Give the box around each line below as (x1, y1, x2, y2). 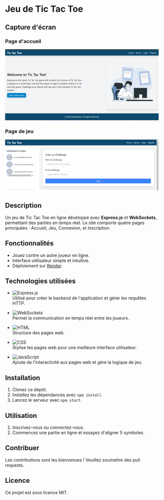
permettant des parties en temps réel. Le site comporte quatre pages (5, 220, 145, 226)
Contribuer (5, 444, 39, 452)
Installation (5, 374, 40, 382)
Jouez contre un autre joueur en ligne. (12, 252, 90, 258)
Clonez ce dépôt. (12, 387, 48, 393)
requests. (5, 462, 25, 468)
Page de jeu (5, 128, 34, 135)
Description (5, 202, 42, 210)
